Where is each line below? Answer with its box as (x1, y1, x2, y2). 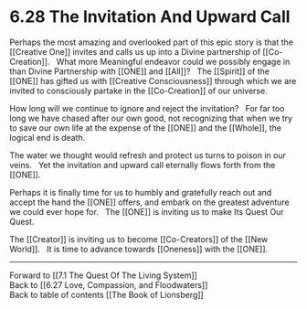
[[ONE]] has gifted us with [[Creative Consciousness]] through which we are (9, 75, 297, 86)
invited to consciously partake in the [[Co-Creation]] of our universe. (9, 85, 268, 96)
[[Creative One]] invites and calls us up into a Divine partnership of (9, 46, 261, 57)
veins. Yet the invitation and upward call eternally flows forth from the (9, 159, 276, 170)
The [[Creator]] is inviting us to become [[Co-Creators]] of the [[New (9, 233, 269, 244)
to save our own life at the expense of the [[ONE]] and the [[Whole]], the (9, 122, 281, 133)
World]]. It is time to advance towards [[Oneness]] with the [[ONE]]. (9, 243, 269, 254)
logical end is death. (9, 132, 86, 143)
